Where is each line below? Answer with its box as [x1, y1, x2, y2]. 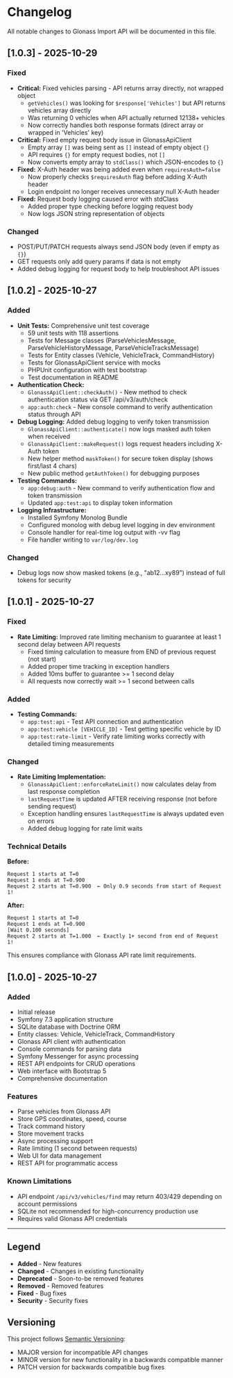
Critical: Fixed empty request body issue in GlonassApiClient [17, 135, 192, 144]
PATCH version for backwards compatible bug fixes [17, 1363, 165, 1372]
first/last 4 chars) [27, 461, 78, 470]
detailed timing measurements [27, 739, 114, 747]
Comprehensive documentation [17, 1074, 107, 1083]
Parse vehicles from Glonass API [17, 1107, 111, 1115]
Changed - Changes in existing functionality [17, 1267, 144, 1275]
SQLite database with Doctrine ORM [17, 1022, 121, 1031]
